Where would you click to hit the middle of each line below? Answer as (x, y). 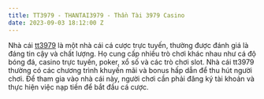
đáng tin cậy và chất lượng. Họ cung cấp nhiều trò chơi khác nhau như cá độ (132, 53)
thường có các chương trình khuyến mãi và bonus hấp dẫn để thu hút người (130, 70)
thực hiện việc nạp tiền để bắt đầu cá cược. (78, 86)
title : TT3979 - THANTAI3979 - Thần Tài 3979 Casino (97, 15)
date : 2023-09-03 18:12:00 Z (56, 23)
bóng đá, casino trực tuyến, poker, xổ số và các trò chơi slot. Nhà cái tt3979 (131, 62)
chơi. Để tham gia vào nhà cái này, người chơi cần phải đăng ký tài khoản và (131, 79)
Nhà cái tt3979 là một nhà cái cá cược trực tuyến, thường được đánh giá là (128, 45)
